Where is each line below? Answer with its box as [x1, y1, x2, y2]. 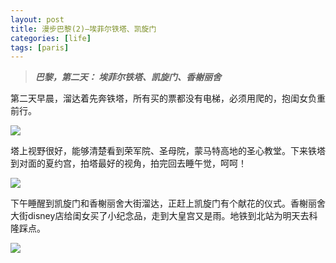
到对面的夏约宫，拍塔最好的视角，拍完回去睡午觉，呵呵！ [10, 157, 247, 170]
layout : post [10, 14, 65, 25]
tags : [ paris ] [10, 42, 70, 53]
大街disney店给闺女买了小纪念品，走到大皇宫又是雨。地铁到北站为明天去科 [10, 210, 318, 222]
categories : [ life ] [10, 33, 92, 43]
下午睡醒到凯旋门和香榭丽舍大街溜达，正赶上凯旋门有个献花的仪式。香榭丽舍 [10, 197, 326, 210]
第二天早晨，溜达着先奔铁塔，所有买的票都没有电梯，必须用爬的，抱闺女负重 [10, 92, 326, 105]
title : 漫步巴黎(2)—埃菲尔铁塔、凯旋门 [10, 24, 157, 34]
